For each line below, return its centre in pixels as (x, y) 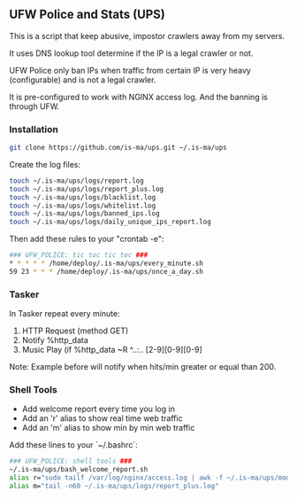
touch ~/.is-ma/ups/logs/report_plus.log (87, 189)
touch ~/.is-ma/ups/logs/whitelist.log (83, 206)
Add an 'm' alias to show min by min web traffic (108, 428)
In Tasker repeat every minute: (65, 314)
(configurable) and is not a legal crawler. (83, 80)
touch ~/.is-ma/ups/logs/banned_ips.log (85, 214)
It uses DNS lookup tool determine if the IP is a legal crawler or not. (131, 53)
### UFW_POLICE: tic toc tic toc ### (79, 255)
